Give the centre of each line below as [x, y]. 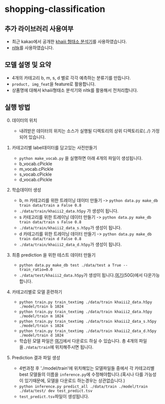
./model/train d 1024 [41, 335]
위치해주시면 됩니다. [74, 347]
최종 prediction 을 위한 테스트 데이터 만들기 [54, 255]
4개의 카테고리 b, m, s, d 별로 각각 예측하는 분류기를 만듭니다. [71, 77]
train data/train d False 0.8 [50, 239]
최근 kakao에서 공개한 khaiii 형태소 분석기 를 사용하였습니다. [69, 41]
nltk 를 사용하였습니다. [33, 48]
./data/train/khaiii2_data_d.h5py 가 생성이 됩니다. [70, 244]
